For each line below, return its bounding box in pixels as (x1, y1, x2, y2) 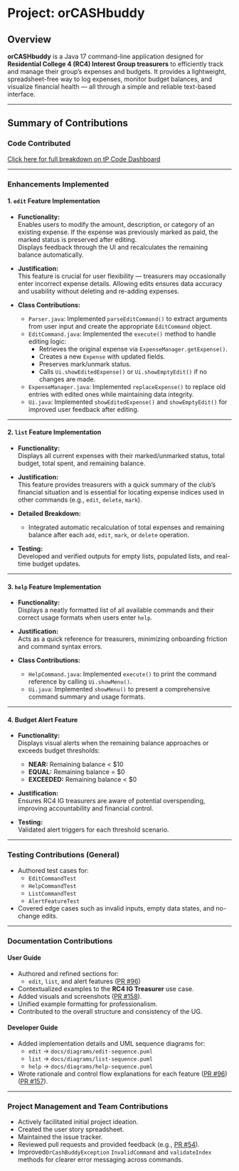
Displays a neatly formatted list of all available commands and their (17, 606, 215, 615)
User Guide (7, 953, 41, 962)
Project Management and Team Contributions (7, 1101, 169, 1111)
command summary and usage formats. (28, 692, 146, 701)
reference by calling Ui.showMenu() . (28, 677, 132, 686)
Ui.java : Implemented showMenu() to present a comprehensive (28, 685, 211, 694)
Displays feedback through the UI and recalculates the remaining (17, 243, 208, 251)
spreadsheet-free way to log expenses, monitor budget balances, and (7, 75, 212, 83)
